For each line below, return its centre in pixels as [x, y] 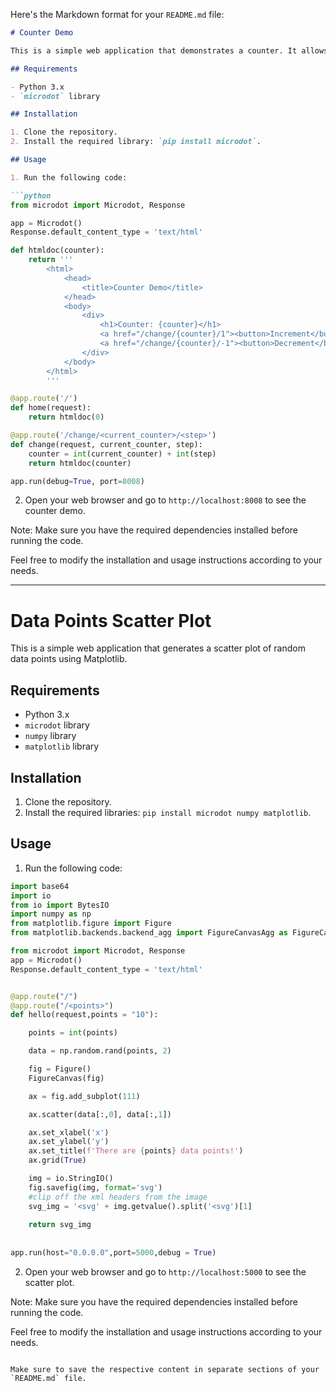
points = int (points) [73, 1033]
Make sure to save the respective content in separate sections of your [165, 1369]
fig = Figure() [60, 1069]
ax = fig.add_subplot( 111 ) [84, 1096]
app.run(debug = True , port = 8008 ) [77, 481]
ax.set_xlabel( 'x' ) [69, 1132]
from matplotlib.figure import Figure [91, 924]
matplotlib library [62, 746]
